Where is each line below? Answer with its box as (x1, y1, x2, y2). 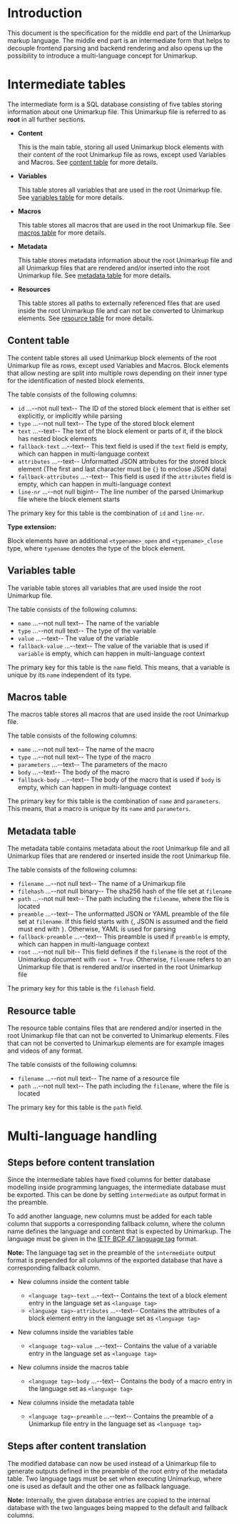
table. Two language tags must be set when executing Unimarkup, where (7, 1474, 223, 1483)
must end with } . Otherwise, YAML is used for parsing (17, 925, 176, 934)
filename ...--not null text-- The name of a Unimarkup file (17, 879, 186, 888)
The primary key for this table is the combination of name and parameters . (7, 797, 221, 805)
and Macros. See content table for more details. (17, 158, 158, 166)
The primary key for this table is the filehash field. (7, 984, 156, 993)
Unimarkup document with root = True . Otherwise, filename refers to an (17, 955, 232, 964)
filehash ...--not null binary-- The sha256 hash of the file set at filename (17, 887, 232, 896)
